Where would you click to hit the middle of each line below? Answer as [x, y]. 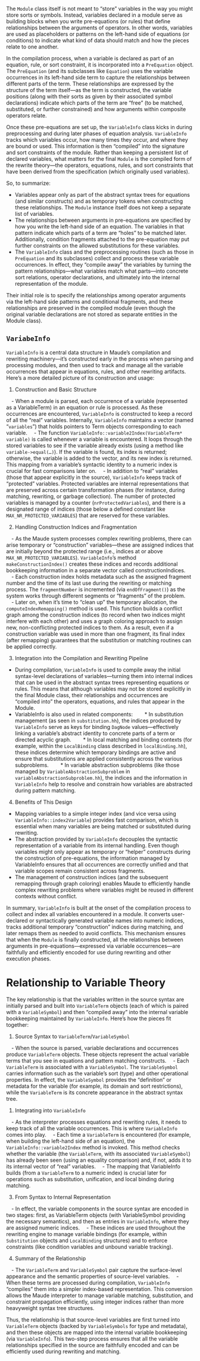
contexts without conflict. [46, 896]
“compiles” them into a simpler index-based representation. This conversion [99, 1289]
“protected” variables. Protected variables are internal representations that [98, 483]
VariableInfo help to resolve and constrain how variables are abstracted [104, 784]
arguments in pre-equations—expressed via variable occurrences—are [93, 946]
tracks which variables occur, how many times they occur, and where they [97, 140]
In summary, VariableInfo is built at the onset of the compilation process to [99, 908]
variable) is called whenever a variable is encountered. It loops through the [99, 439]
